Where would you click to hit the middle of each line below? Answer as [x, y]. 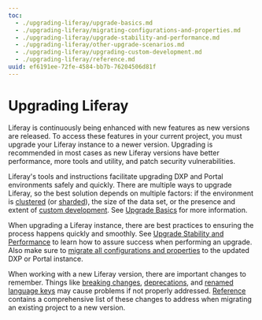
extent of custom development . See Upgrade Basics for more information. [128, 210]
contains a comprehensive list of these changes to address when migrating [130, 299]
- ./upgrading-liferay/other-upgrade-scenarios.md [100, 45]
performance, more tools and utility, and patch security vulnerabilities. [122, 161]
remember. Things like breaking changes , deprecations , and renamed [121, 282]
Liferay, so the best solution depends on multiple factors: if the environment [131, 193]
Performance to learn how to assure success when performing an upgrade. [130, 242]
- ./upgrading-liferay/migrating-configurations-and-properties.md [128, 30]
